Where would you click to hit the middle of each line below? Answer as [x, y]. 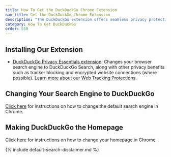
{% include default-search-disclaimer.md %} [52, 149]
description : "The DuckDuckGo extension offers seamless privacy [76, 19]
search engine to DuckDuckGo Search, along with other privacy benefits [89, 67]
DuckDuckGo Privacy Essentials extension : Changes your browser [82, 61]
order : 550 [17, 29]
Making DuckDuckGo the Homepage [64, 128]
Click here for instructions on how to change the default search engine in [82, 106]
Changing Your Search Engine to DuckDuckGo [80, 94]
